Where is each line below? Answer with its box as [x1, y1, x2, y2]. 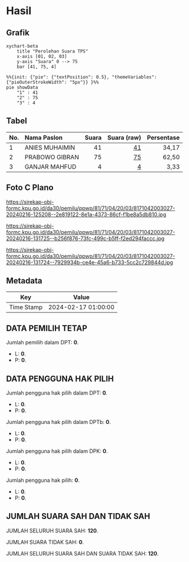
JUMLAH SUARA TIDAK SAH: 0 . [6, 538, 84, 545]
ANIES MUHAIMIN [24, 143, 76, 152]
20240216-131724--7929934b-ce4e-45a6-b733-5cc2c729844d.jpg [6, 258, 173, 266]
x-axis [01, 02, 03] [17, 54, 67, 60]
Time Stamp [9, 303, 43, 311]
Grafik [6, 28, 30, 38]
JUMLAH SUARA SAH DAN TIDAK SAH [6, 511, 151, 521]
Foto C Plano [6, 183, 54, 193]
